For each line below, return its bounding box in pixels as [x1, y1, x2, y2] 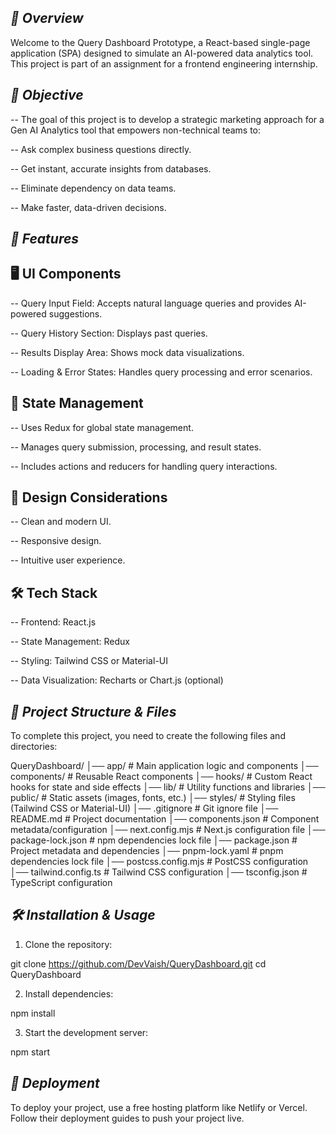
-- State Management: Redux [10, 636, 130, 648]
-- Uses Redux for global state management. [10, 421, 194, 433]
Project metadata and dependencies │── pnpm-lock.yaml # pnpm [10, 845, 284, 857]
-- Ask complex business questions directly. [10, 143, 192, 155]
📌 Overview [10, 10, 84, 27]
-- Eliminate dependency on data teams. [10, 182, 177, 194]
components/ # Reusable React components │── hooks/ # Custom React [10, 771, 313, 783]
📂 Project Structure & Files [10, 703, 177, 720]
